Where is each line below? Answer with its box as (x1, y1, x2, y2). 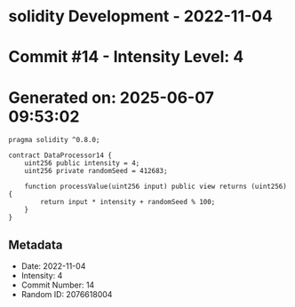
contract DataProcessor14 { (8, 151, 113, 161)
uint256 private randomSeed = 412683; (24, 167, 168, 176)
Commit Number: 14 (20, 279, 95, 290)
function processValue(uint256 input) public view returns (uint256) (24, 182, 288, 192)
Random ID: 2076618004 (20, 289, 113, 300)
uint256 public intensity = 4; (24, 159, 140, 168)
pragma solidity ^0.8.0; (8, 136, 100, 145)
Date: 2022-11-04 (20, 261, 86, 272)
